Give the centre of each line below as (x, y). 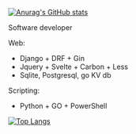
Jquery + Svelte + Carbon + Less (74, 67)
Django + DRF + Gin (52, 58)
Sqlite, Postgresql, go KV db (65, 75)
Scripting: (24, 90)
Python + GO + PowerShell (63, 106)
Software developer (40, 27)
